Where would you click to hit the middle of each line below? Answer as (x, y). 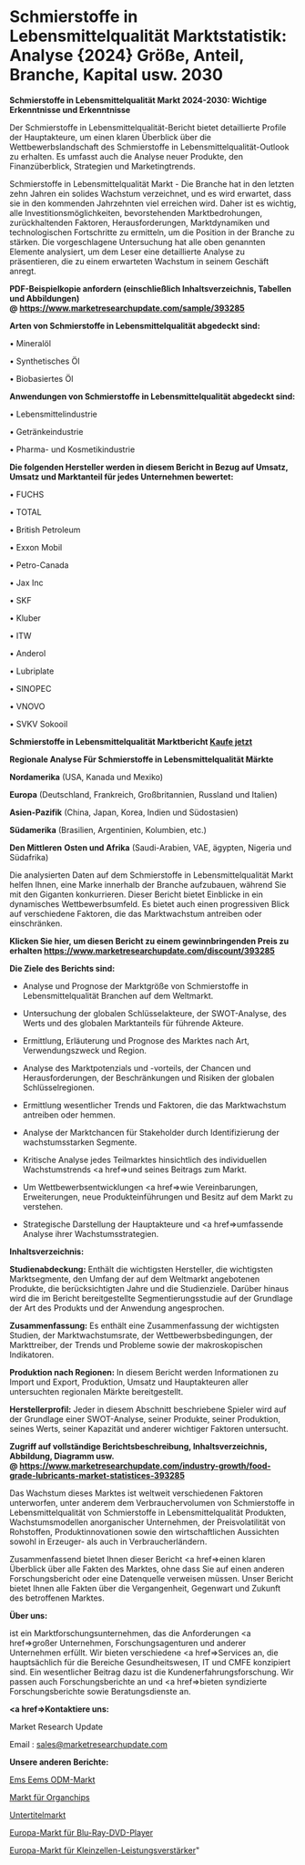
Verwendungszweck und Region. (85, 1050)
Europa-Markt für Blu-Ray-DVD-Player (81, 1832)
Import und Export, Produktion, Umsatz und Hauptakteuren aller (129, 1382)
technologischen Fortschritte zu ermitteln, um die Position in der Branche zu (152, 232)
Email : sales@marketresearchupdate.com (89, 1744)
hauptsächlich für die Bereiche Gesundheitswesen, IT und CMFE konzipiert (150, 1662)
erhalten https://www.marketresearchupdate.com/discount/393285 (142, 951)
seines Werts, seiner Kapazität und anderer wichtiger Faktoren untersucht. (149, 1428)
